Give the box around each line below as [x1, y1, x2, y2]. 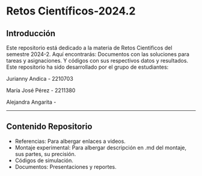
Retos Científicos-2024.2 [6, 4, 136, 18]
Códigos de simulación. [14, 157, 74, 164]
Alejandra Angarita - [6, 98, 57, 105]
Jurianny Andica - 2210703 [6, 75, 73, 82]
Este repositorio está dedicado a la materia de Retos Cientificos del [6, 44, 173, 51]
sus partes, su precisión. [14, 150, 76, 157]
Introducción [6, 28, 56, 39]
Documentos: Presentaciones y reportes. [14, 163, 117, 170]
